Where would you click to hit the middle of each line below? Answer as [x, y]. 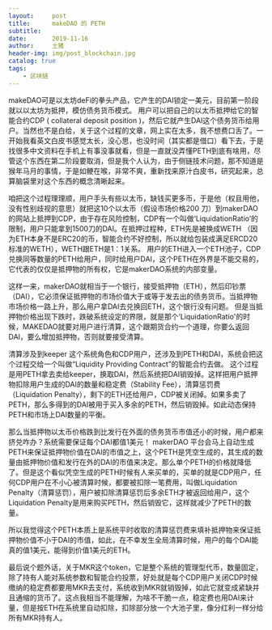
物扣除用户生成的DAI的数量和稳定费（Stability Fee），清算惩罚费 [115, 384]
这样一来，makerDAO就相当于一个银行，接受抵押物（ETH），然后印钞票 [127, 286]
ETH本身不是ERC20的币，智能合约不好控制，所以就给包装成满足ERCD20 [136, 239]
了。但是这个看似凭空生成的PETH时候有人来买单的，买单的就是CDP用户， [132, 472]
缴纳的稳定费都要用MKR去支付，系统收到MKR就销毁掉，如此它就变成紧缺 [131, 587]
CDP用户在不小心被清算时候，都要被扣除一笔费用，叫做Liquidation [126, 482]
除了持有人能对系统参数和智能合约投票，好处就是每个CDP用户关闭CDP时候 [133, 577]
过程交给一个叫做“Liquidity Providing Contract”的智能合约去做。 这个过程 [137, 364]
